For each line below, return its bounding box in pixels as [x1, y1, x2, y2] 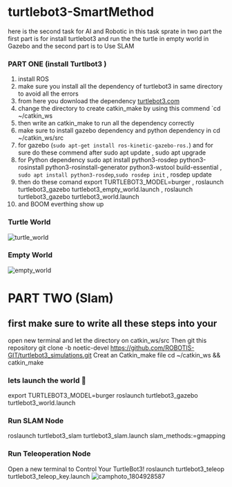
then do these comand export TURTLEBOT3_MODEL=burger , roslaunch [17, 178, 224, 186]
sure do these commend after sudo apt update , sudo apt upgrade [17, 148, 206, 157]
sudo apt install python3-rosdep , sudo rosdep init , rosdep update [17, 170, 213, 179]
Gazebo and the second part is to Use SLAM [8, 42, 135, 50]
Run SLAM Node [8, 416, 64, 426]
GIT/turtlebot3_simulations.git [8, 351, 92, 359]
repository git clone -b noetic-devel [8, 344, 109, 352]
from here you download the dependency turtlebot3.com [17, 97, 180, 105]
